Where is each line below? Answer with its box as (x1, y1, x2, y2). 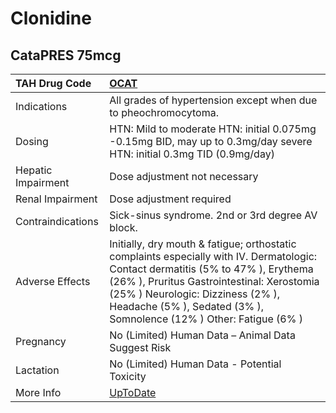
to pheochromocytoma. (109, 106, 219, 119)
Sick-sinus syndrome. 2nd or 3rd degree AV (109, 208, 318, 222)
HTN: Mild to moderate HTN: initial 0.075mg (109, 122, 317, 136)
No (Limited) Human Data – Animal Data (109, 328, 296, 342)
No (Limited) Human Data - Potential (109, 357, 282, 371)
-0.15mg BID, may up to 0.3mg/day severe (109, 135, 313, 148)
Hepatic (15, 163, 53, 177)
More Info (15, 386, 62, 399)
